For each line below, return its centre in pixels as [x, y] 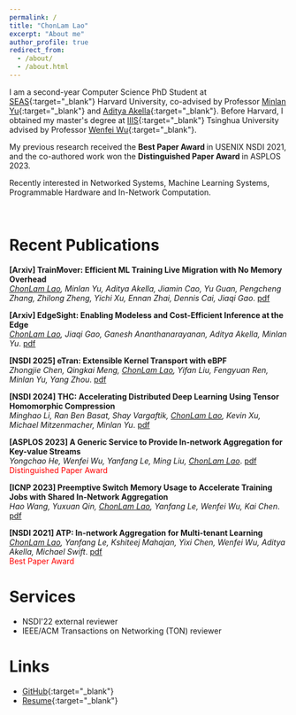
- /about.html [43, 67]
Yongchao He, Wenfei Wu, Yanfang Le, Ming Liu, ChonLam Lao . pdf [133, 461]
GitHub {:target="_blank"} [68, 691]
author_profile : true [49, 42]
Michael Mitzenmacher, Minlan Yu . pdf [80, 424]
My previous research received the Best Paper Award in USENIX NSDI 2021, [148, 146]
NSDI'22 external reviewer [70, 621]
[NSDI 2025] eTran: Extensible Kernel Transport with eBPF [118, 361]
